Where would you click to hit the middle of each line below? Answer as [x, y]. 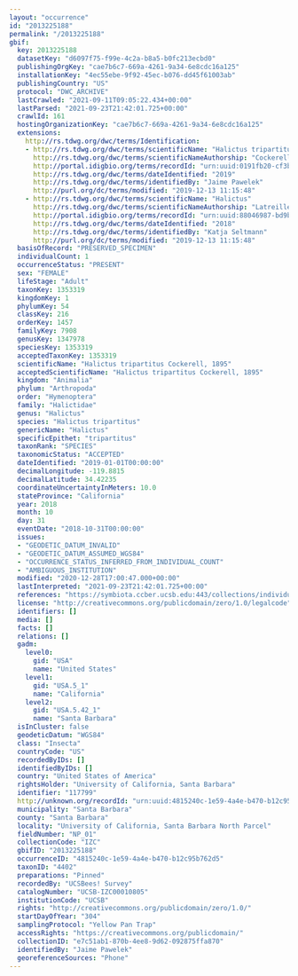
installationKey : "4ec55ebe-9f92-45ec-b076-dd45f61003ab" [127, 75]
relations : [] [43, 636]
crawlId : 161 [41, 116]
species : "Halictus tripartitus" [79, 421]
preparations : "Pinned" [61, 875]
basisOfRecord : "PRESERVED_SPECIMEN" [87, 248]
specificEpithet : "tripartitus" [77, 438]
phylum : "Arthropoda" [57, 389]
